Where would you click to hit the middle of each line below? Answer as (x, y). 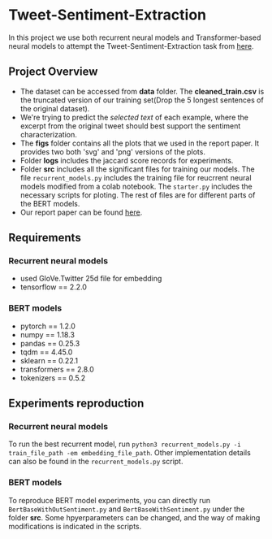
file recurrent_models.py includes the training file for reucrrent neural (136, 177)
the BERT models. (50, 203)
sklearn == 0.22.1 (49, 360)
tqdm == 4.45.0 (46, 352)
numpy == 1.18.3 (47, 334)
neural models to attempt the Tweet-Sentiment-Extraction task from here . (131, 46)
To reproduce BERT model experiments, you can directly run (110, 500)
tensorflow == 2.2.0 (54, 287)
